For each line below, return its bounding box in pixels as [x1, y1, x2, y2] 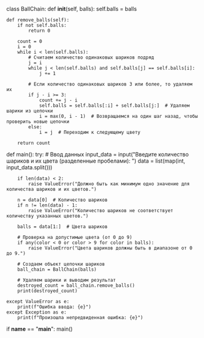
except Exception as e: [6, 309, 67, 315]
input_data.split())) [6, 164, 53, 171]
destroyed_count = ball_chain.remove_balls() [17, 282, 136, 288]
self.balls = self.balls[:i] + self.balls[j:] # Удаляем [38, 103, 190, 109]
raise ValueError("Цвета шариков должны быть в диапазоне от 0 [28, 245, 192, 251]
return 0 [28, 28, 51, 34]
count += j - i [38, 97, 78, 103]
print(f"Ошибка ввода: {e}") [17, 304, 92, 310]
